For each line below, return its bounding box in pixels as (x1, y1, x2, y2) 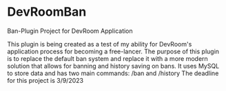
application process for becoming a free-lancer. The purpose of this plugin (7, 47, 219, 55)
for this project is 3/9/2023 (7, 76, 84, 84)
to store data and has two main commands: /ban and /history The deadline (7, 69, 219, 77)
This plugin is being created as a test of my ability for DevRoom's (7, 40, 192, 48)
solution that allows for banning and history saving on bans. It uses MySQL (7, 62, 220, 70)
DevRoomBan (7, 4, 87, 20)
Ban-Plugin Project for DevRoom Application (7, 27, 133, 35)
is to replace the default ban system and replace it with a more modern (7, 54, 208, 62)
